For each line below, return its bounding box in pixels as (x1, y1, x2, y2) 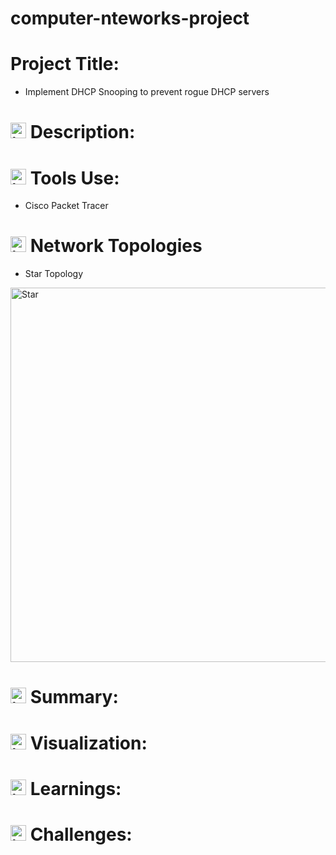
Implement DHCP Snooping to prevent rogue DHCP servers (24, 86, 270, 98)
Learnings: (29, 777, 122, 800)
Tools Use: (29, 167, 120, 189)
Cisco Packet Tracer (24, 200, 109, 212)
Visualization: (29, 732, 148, 754)
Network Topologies (29, 235, 203, 257)
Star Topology (24, 268, 84, 280)
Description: (29, 121, 136, 144)
